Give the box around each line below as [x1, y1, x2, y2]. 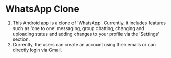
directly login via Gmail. [12, 47, 62, 53]
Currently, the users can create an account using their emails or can [12, 41, 156, 47]
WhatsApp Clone [5, 3, 79, 15]
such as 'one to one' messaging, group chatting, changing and [12, 25, 144, 31]
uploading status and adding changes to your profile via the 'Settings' [12, 31, 160, 37]
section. [12, 36, 30, 42]
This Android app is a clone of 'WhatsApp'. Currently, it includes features [12, 20, 166, 26]
